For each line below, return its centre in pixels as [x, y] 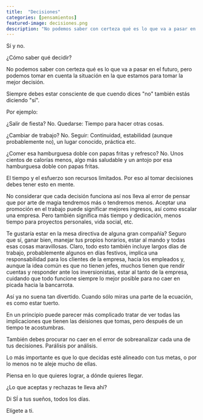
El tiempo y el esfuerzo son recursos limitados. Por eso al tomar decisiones [100, 178]
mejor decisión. [26, 82]
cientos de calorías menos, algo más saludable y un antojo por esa [89, 160]
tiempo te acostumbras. [36, 328]
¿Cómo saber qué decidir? [39, 57]
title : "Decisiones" [34, 12]
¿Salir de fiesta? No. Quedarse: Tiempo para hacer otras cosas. [85, 124]
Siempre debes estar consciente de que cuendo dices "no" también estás [98, 94]
